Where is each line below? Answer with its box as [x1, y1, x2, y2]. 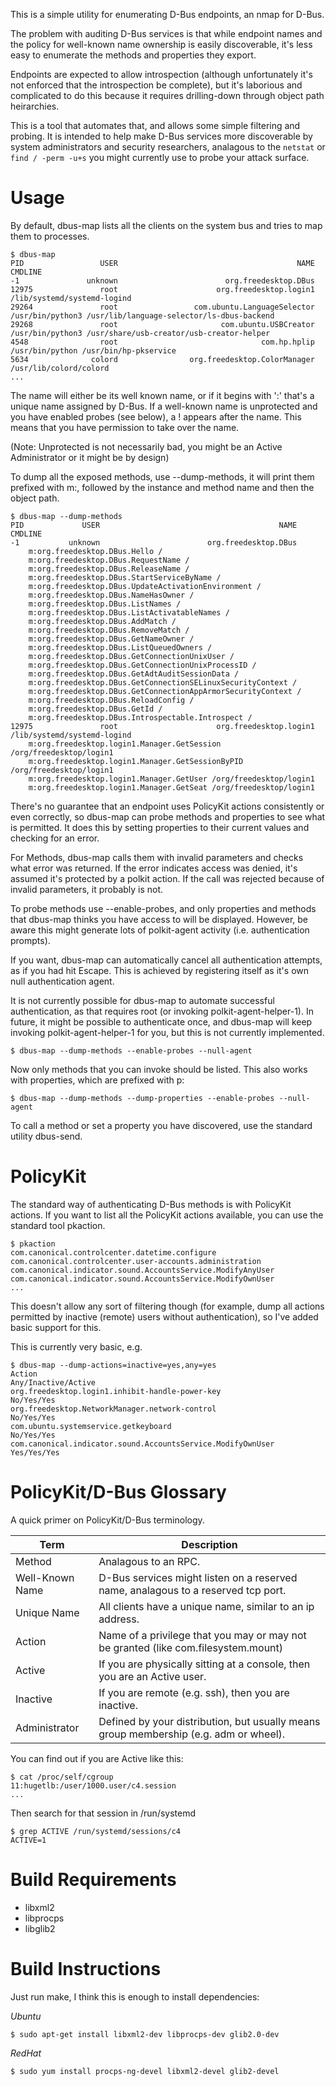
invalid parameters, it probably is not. [10, 883, 164, 895]
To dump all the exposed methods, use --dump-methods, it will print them [10, 470, 315, 483]
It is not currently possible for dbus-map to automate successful [10, 994, 275, 1006]
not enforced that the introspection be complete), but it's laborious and [10, 79, 303, 91]
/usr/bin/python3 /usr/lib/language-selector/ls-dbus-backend [10, 310, 275, 321]
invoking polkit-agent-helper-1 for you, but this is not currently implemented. [10, 1026, 325, 1038]
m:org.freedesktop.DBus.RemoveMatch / [28, 625, 190, 635]
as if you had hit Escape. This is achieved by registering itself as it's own [10, 964, 309, 976]
